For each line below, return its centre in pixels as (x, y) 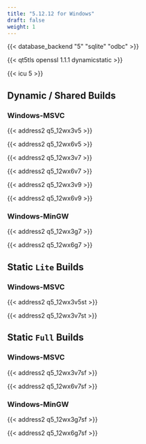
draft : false (26, 20)
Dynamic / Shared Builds (62, 95)
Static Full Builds (46, 338)
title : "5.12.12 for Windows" (51, 14)
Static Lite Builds (46, 267)
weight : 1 (22, 27)
